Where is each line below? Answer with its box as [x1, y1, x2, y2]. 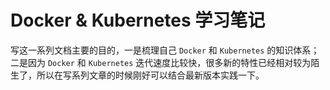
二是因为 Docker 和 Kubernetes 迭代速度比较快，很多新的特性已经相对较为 [10, 56, 312, 68]
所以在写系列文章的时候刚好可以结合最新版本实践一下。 [36, 69, 265, 81]
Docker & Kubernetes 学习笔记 [10, 9, 266, 32]
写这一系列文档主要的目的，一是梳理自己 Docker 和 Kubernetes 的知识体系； [10, 44, 320, 56]
